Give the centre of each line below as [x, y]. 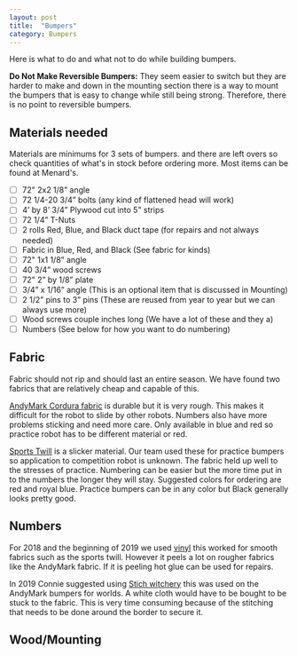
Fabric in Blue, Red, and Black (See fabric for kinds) [116, 249]
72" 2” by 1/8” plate [58, 280]
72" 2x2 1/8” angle [56, 190]
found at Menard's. [44, 173]
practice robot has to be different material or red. [98, 434]
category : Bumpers [43, 34]
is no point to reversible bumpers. [70, 105]
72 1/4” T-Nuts [49, 220]
